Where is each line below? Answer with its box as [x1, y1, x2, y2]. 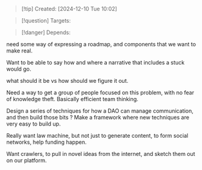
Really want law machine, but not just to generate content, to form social [6, 132, 189, 139]
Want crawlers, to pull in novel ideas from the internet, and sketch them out [6, 151, 195, 157]
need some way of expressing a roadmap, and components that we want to [6, 41, 197, 48]
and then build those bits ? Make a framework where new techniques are [6, 114, 190, 121]
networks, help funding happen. [6, 138, 87, 146]
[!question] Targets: [21, 17, 71, 24]
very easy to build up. [6, 120, 61, 127]
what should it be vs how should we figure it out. [6, 77, 129, 84]
